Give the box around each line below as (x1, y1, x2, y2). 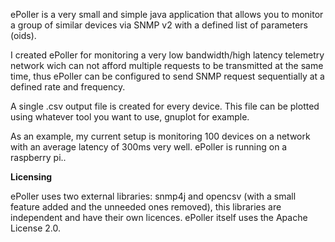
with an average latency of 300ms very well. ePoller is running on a (10, 141, 288, 153)
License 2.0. (10, 222, 61, 234)
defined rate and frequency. (10, 81, 126, 93)
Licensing (10, 171, 53, 183)
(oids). (10, 30, 37, 41)
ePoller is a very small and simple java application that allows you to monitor (10, 9, 324, 20)
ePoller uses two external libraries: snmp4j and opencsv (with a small (10, 190, 297, 202)
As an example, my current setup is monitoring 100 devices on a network (10, 130, 311, 142)
